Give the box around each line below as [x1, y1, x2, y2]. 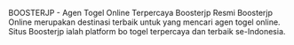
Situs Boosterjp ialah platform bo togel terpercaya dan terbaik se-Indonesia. [8, 26, 286, 36]
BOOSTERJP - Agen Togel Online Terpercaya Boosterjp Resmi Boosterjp [8, 8, 273, 18]
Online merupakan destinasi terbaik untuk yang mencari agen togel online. [8, 17, 281, 27]
